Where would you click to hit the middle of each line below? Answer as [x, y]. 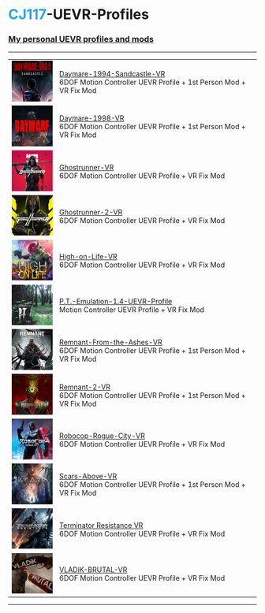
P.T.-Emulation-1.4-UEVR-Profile [116, 302]
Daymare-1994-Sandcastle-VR [112, 73]
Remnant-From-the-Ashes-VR [111, 342]
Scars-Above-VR [88, 476]
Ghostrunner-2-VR [91, 212]
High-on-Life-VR [88, 257]
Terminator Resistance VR [101, 525]
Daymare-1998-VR [91, 118]
